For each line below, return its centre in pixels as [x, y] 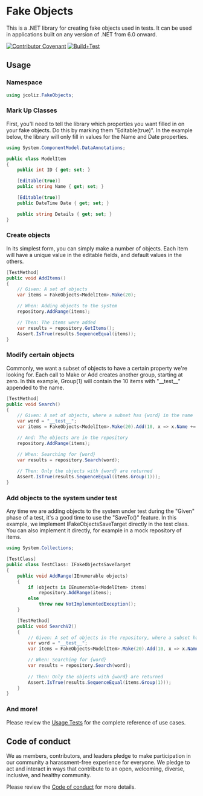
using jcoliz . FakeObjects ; [40, 95]
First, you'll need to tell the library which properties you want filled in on [95, 124]
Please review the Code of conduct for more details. [71, 787]
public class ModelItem [36, 159]
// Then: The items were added [56, 323]
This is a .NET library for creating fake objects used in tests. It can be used [99, 28]
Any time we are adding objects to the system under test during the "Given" [101, 511]
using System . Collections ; [40, 548]
